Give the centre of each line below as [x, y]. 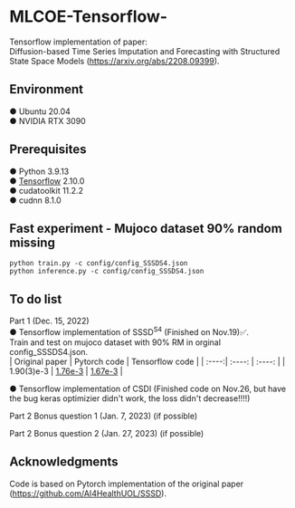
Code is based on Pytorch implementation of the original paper [127, 484]
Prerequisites [48, 150]
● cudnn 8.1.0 [35, 200]
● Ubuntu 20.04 [40, 111]
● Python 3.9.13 [39, 171]
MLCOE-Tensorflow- [89, 17]
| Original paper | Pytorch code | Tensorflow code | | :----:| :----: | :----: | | [147, 361]
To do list [36, 299]
